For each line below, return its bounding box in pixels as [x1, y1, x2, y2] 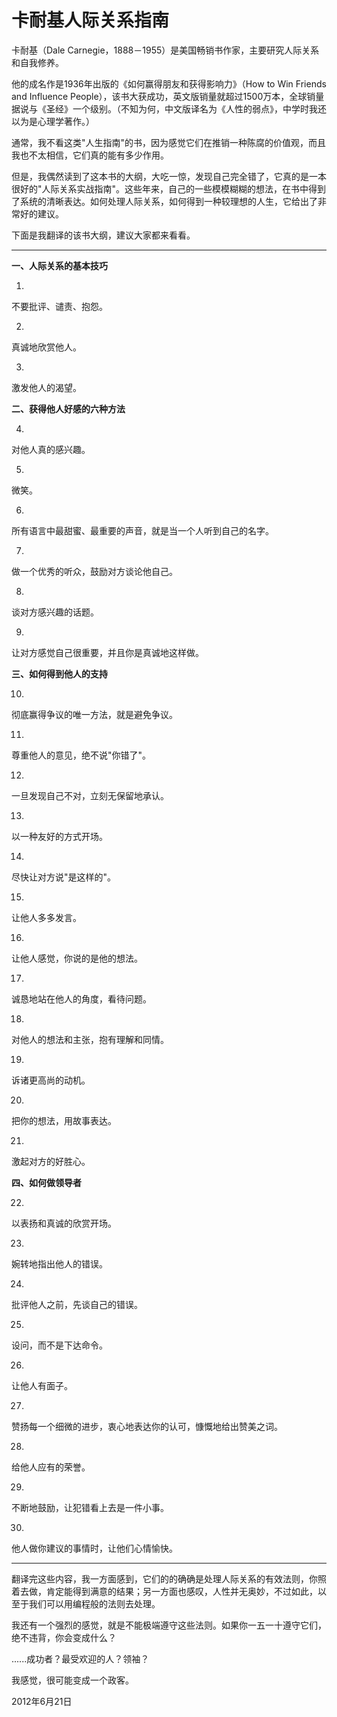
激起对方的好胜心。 [11, 1155, 91, 1167]
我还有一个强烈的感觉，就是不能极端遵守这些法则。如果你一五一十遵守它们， [11, 1619, 327, 1631]
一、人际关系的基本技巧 [11, 259, 108, 271]
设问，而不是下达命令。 [11, 1339, 108, 1351]
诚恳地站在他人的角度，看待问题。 [11, 992, 152, 1005]
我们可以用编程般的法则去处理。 [28, 1597, 161, 1610]
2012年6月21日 [11, 1695, 73, 1707]
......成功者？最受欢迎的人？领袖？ [11, 1652, 150, 1665]
